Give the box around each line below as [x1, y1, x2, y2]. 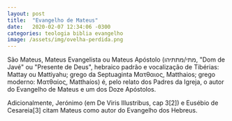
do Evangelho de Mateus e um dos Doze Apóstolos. [7, 85, 157, 94]
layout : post [7, 10, 45, 17]
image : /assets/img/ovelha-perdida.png [7, 36, 124, 43]
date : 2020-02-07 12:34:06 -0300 [7, 23, 111, 30]
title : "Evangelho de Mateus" [7, 17, 99, 24]
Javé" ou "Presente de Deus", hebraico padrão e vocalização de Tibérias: [7, 63, 219, 71]
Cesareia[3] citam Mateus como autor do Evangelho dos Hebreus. [7, 106, 198, 115]
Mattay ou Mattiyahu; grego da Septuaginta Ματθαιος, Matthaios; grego [7, 71, 216, 79]
